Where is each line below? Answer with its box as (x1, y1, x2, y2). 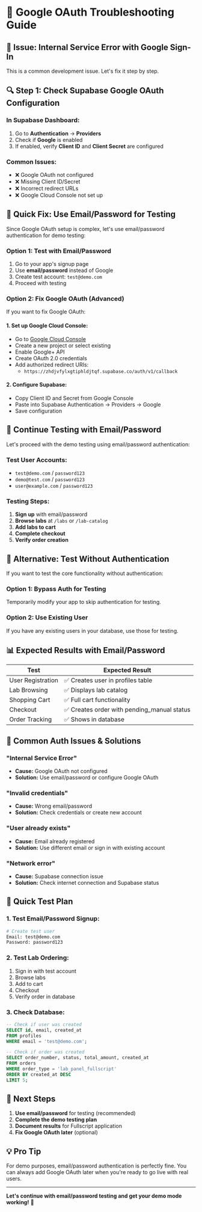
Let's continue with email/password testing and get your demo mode (6, 1192, 182, 1199)
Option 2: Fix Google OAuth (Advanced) (6, 295, 124, 303)
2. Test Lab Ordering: (6, 953, 69, 962)
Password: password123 (6, 940, 63, 946)
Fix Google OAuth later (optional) (14, 1129, 98, 1136)
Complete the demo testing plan (14, 1116, 97, 1124)
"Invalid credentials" (6, 789, 69, 798)
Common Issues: (6, 158, 57, 166)
